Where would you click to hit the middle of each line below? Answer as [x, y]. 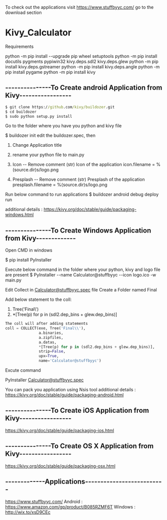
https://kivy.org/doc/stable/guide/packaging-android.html [64, 395]
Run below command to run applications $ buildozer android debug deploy [82, 195]
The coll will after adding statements [47, 324]
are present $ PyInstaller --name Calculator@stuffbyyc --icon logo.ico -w [81, 275]
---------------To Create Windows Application [78, 230]
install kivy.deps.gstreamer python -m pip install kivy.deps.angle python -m [83, 66]
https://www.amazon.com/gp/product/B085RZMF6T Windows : [70, 507]
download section [23, 12]
